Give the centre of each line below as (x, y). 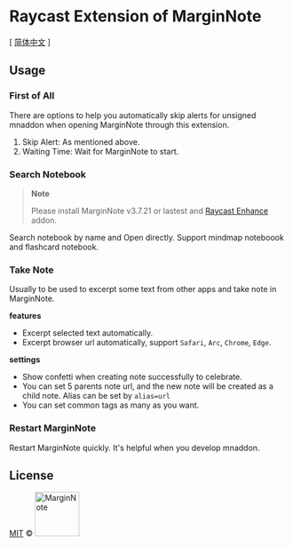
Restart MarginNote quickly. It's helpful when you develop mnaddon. (135, 448)
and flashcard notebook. (54, 247)
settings (25, 360)
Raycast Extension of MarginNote (135, 16)
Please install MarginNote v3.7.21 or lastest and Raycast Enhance (150, 210)
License (32, 476)
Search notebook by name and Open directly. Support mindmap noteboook (146, 237)
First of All (32, 96)
